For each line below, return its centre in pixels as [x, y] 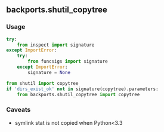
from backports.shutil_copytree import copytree [78, 94]
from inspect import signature [56, 45]
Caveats [18, 110]
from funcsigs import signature [68, 62]
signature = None [49, 72]
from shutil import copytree [42, 83]
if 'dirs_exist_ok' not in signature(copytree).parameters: [83, 89]
